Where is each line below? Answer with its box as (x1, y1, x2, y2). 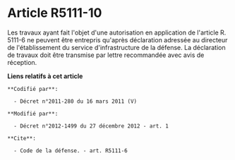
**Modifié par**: (7, 110, 59, 117)
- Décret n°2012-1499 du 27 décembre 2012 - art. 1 (13, 122, 169, 130)
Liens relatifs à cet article (7, 72, 83, 80)
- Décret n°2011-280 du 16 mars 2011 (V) (13, 97, 138, 105)
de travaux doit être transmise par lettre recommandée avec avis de (7, 51, 205, 59)
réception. (7, 58, 37, 66)
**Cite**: (7, 135, 37, 142)
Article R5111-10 (7, 5, 102, 21)
